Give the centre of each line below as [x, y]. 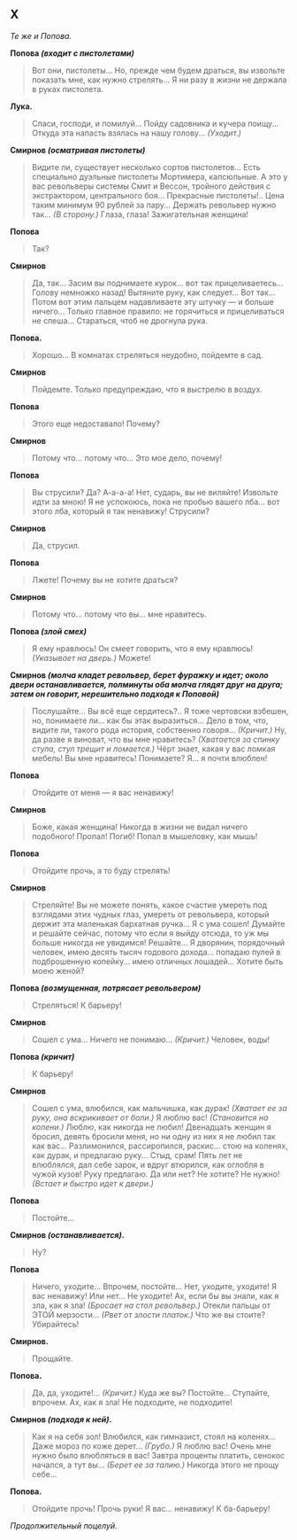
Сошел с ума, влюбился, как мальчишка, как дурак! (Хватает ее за [160, 1108]
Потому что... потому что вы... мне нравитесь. [119, 614]
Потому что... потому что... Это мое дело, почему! [127, 458]
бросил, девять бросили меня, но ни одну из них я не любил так [154, 1136]
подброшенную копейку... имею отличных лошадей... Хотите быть [157, 961]
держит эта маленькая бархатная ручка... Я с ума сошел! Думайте [158, 923]
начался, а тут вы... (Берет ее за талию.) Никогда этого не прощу [155, 1465]
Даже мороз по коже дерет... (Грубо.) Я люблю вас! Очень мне [152, 1446]
